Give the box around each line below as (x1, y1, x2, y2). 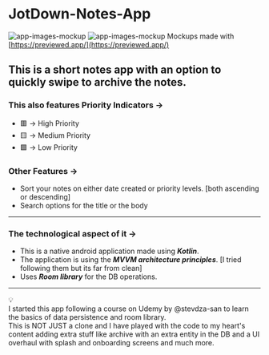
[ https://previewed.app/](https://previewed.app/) (8, 39, 170, 49)
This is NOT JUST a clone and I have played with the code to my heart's (8, 321, 246, 331)
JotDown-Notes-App (8, 5, 151, 23)
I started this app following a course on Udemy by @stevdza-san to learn (8, 304, 250, 313)
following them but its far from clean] (19, 264, 143, 273)
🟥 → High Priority (19, 118, 80, 128)
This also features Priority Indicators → (8, 99, 164, 111)
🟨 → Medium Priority (19, 130, 90, 140)
